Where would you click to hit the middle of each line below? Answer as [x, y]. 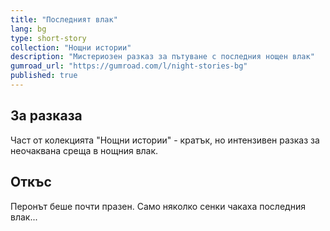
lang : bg [28, 29]
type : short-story [48, 38]
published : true [44, 76]
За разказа [46, 116]
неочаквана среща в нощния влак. [84, 150]
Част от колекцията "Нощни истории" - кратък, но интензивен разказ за [165, 140]
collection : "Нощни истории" [71, 47]
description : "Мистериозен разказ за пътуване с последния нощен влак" [162, 57]
